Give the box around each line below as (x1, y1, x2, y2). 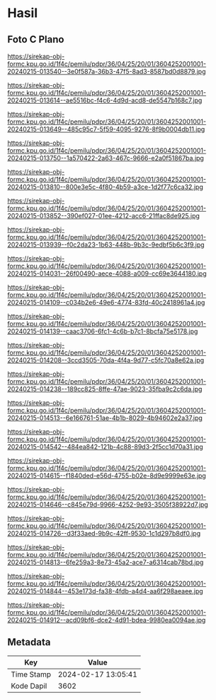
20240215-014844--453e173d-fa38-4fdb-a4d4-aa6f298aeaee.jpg (7, 587, 203, 595)
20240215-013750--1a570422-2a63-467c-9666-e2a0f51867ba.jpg (7, 154, 204, 162)
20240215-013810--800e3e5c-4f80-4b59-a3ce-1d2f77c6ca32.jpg (7, 183, 203, 191)
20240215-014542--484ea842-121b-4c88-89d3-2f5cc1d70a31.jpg (7, 443, 203, 451)
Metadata (7, 636, 51, 648)
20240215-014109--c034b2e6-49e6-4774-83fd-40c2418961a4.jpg (7, 298, 205, 306)
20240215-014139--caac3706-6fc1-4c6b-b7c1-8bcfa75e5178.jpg (7, 327, 198, 335)
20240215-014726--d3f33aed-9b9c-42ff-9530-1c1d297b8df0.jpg (7, 529, 200, 537)
